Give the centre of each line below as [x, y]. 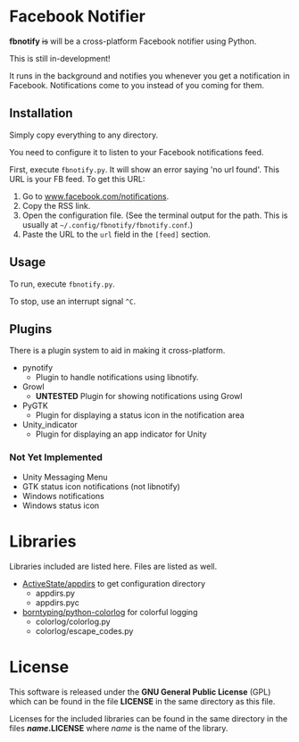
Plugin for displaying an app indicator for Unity [121, 434]
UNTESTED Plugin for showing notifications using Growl [139, 396]
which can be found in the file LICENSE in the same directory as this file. [142, 701]
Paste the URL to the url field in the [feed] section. [116, 234]
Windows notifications [63, 496]
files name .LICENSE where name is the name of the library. [119, 728]
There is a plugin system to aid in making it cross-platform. [117, 351]
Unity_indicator [50, 425]
